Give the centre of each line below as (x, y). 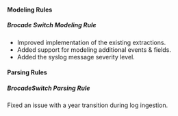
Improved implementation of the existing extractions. (91, 42)
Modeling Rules (30, 10)
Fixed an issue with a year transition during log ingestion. (88, 105)
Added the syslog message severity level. (76, 57)
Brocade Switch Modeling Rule (52, 25)
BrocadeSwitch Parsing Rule (49, 88)
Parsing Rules (27, 72)
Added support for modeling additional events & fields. (94, 49)
